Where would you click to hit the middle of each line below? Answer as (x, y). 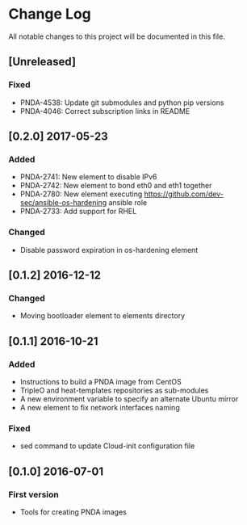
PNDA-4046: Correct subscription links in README (105, 111)
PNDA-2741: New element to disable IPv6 (88, 177)
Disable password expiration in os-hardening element (109, 250)
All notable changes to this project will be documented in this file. (117, 36)
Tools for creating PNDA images (73, 512)
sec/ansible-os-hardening (63, 203)
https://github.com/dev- (184, 194)
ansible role (128, 203)
